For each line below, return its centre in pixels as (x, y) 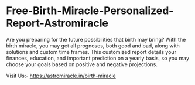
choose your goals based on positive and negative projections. (82, 64)
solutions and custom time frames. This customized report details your (91, 52)
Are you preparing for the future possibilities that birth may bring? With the (96, 39)
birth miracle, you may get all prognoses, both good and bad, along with (93, 46)
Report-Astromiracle (57, 23)
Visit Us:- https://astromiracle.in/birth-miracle (61, 76)
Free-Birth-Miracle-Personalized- (90, 11)
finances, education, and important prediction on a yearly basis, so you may (97, 58)
